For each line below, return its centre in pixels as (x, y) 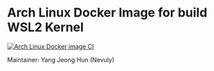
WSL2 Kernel (46, 27)
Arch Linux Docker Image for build (107, 13)
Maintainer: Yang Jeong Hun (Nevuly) (61, 59)
